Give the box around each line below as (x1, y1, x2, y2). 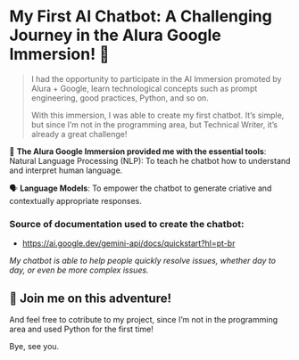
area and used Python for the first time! (9, 323, 154, 335)
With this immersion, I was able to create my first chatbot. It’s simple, (30, 110, 285, 120)
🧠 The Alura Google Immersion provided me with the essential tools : (9, 145, 267, 157)
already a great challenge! (30, 128, 128, 139)
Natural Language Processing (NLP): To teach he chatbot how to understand (9, 155, 291, 166)
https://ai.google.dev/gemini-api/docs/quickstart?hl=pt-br (21, 238, 236, 249)
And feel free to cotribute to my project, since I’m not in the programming (9, 315, 278, 325)
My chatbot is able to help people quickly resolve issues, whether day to (9, 256, 277, 266)
